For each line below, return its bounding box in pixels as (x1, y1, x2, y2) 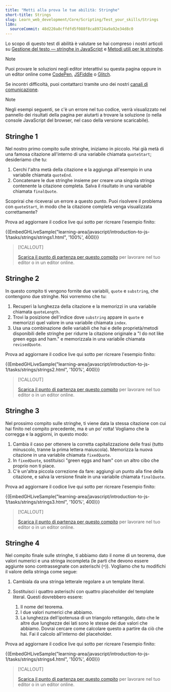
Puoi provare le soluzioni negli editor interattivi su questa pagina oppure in (5, 66, 162, 72)
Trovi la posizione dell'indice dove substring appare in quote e (12, 314, 144, 320)
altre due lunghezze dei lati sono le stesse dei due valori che (20, 620, 148, 627)
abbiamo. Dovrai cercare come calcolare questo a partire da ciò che (20, 626, 163, 632)
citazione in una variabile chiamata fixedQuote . (12, 452, 111, 458)
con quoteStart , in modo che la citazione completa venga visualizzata (5, 203, 152, 210)
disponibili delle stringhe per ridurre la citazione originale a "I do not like (12, 330, 164, 337)
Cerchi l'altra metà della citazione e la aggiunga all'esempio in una (12, 166, 152, 172)
